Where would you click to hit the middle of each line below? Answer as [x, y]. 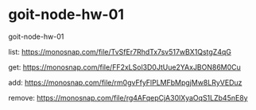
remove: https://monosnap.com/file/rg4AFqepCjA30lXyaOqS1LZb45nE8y [128, 97]
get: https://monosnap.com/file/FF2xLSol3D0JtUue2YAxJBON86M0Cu [124, 67]
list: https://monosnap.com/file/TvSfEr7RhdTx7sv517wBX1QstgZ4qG [120, 51]
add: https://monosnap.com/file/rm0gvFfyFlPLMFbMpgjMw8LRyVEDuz [125, 82]
